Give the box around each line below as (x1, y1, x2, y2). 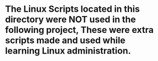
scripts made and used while (5, 35, 126, 46)
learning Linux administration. (5, 45, 131, 57)
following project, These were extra (5, 25, 154, 35)
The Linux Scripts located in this (5, 3, 140, 15)
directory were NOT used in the (5, 14, 136, 25)
